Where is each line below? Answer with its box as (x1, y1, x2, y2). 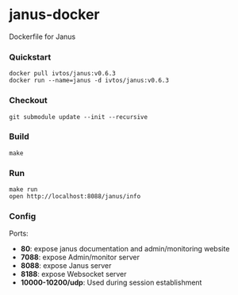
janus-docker (9, 6, 100, 24)
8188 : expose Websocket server (20, 270, 127, 279)
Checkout (9, 95, 48, 106)
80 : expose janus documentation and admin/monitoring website (20, 244, 230, 254)
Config (9, 211, 36, 222)
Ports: (9, 228, 29, 239)
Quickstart (9, 52, 52, 63)
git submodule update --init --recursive (9, 113, 148, 121)
